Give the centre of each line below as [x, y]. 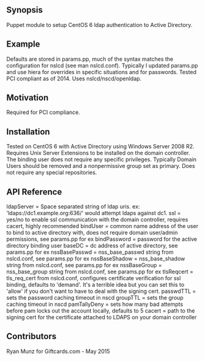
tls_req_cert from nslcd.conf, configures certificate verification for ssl [94, 278]
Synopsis [24, 10]
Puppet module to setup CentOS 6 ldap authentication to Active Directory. [99, 25]
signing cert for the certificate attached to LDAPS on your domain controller [102, 317]
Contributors [32, 336]
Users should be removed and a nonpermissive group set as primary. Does [101, 166]
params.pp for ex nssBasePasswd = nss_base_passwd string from [90, 252]
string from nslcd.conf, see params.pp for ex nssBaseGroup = [84, 265]
